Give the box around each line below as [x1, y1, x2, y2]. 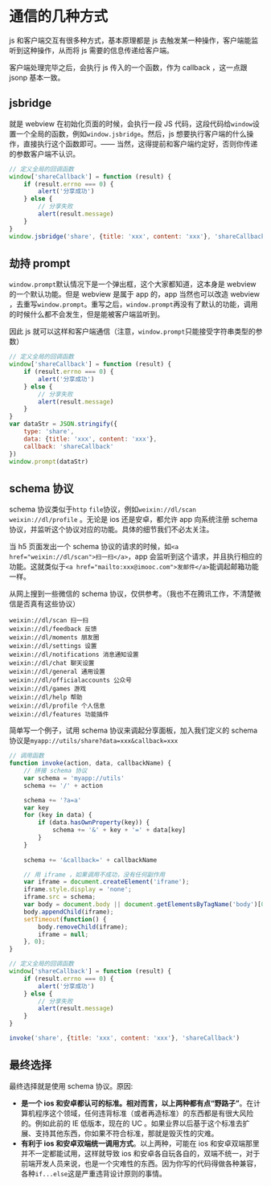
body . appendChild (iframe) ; [23, 908, 114, 916]
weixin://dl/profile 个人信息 [9, 702, 105, 710]
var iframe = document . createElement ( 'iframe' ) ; [23, 878, 190, 886]
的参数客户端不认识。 [9, 149, 80, 158]
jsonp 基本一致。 [9, 72, 65, 82]
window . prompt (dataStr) [9, 458, 89, 466]
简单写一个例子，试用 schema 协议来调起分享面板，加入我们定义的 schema [9, 725, 258, 736]
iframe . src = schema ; [23, 893, 96, 901]
